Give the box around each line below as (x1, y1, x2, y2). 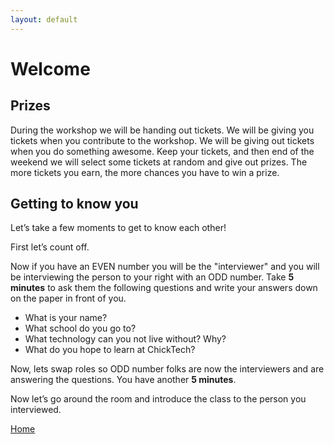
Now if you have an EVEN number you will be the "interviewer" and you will (10, 261, 320, 273)
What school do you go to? (24, 322, 137, 335)
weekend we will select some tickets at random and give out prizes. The (10, 156, 308, 168)
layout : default (10, 14, 78, 25)
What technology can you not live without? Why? (24, 333, 227, 345)
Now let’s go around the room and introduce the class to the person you (10, 393, 307, 405)
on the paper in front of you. (10, 292, 127, 305)
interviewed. (10, 404, 62, 416)
